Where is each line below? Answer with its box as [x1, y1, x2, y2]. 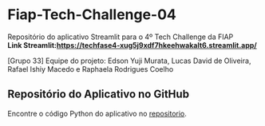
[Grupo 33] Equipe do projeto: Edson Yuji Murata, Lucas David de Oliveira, [7, 56, 251, 65]
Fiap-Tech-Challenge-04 [7, 6, 177, 24]
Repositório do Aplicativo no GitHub [7, 88, 189, 101]
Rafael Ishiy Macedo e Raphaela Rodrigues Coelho [7, 64, 174, 73]
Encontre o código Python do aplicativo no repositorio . [7, 108, 187, 118]
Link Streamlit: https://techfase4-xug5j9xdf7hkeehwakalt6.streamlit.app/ [7, 40, 257, 49]
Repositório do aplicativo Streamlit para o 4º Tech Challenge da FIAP [7, 32, 234, 41]
